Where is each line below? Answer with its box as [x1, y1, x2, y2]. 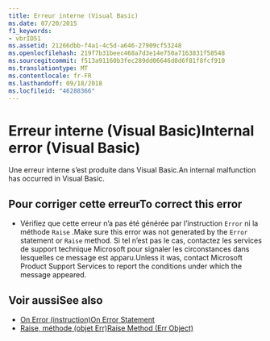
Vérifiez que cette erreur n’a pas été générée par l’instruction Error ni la [19, 218, 259, 228]
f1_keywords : [8, 27, 52, 35]
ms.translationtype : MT [8, 64, 89, 73]
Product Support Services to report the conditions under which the [19, 261, 243, 271]
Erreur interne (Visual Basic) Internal [8, 122, 255, 139]
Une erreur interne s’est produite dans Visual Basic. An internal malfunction [8, 165, 256, 175]
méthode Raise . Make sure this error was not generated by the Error [19, 227, 248, 237]
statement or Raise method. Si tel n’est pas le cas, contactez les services [19, 235, 262, 246]
